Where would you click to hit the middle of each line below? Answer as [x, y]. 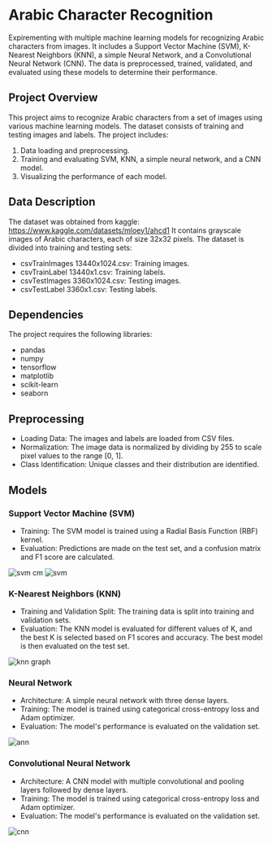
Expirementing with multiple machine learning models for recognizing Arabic [136, 37]
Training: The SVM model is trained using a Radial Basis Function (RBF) [139, 531]
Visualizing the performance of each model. [94, 176]
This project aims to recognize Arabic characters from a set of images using [136, 117]
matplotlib [37, 376]
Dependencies [46, 315]
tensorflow [38, 367]
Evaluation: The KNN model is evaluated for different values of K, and [136, 629]
